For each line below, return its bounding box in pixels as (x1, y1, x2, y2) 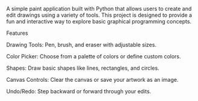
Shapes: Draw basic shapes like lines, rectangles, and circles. (6, 64, 160, 72)
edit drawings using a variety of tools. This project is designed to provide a (6, 11, 192, 19)
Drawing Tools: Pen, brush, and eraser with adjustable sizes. (6, 41, 157, 48)
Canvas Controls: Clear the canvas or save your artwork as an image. (6, 76, 179, 83)
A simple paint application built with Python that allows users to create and (6, 5, 192, 12)
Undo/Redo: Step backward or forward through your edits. (6, 88, 152, 95)
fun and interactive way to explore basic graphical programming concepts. (6, 18, 192, 25)
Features (6, 29, 28, 37)
